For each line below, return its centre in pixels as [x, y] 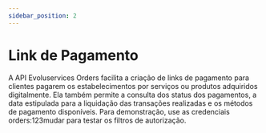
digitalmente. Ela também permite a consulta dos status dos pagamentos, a [133, 95]
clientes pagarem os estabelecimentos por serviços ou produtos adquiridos [133, 86]
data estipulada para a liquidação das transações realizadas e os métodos [131, 103]
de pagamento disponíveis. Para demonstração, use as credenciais [119, 111]
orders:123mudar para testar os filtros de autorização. [97, 120]
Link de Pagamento [73, 55]
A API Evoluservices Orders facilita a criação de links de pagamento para [129, 78]
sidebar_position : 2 [43, 16]
